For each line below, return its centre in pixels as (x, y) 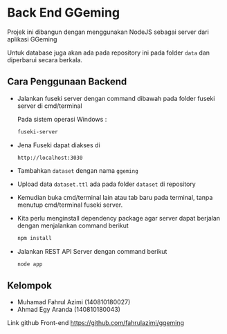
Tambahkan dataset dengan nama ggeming (78, 170)
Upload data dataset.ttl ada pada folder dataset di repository (106, 184)
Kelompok (29, 285)
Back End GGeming (63, 13)
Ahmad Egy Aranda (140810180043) (69, 310)
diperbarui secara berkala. (45, 59)
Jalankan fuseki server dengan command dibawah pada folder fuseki (116, 98)
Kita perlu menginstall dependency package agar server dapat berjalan (118, 218)
